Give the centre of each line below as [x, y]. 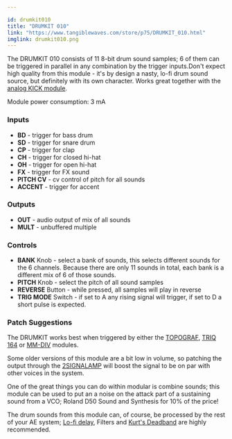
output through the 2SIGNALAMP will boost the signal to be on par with [109, 366]
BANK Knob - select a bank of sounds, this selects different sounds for [118, 260]
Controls [22, 245]
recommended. [29, 430]
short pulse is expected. [52, 305]
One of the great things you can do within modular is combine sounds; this [114, 387]
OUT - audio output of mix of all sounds [74, 219]
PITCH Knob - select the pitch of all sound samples [90, 283]
